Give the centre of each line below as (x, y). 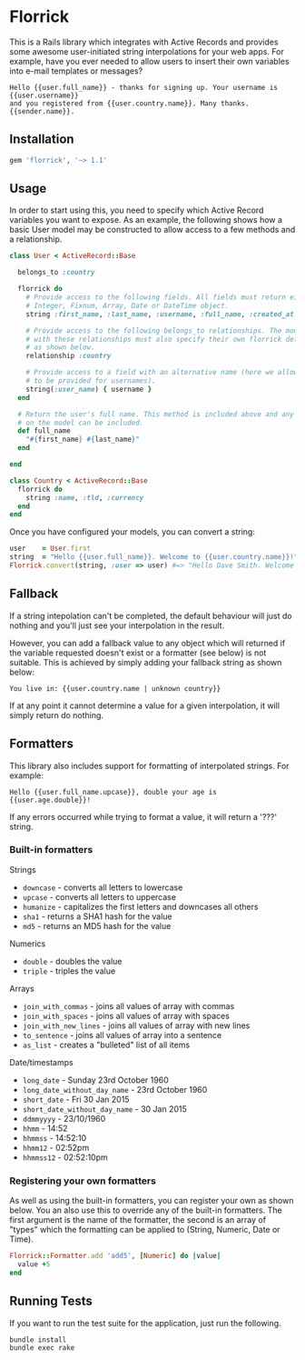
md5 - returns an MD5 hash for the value (97, 925)
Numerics (28, 944)
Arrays (22, 988)
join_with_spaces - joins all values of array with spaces (126, 1015)
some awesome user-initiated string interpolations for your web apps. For (147, 51)
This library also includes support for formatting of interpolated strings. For (149, 765)
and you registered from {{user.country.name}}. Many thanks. (129, 103)
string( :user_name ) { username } (89, 389)
